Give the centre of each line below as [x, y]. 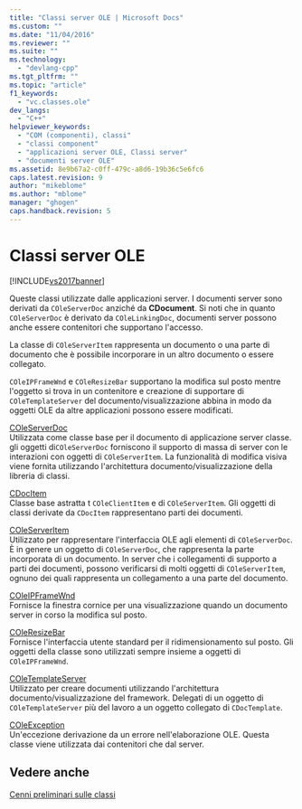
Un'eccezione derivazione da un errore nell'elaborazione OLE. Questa [139, 734]
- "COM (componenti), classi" [74, 136]
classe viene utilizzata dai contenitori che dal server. [107, 744]
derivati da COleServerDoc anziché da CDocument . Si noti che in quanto [142, 307]
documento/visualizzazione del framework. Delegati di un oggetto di [137, 698]
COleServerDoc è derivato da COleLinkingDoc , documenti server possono [143, 317]
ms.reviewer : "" [40, 43]
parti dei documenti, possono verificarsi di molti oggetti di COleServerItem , [148, 568]
